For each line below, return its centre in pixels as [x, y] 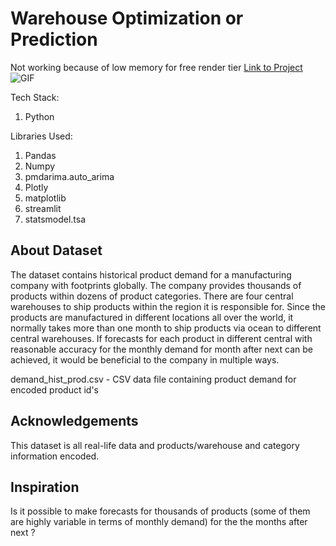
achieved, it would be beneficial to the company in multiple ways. [145, 359]
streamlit [43, 208]
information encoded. [55, 456]
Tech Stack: [35, 97]
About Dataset [56, 250]
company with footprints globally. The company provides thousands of [156, 285]
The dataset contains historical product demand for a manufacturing [151, 274]
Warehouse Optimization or [127, 18]
